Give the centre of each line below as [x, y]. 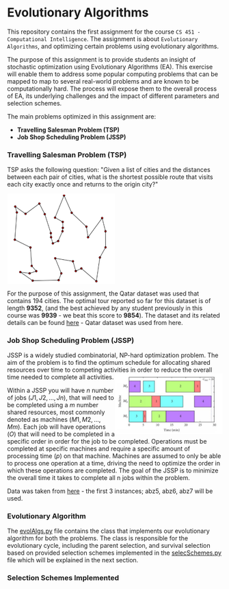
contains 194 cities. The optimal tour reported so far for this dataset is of [109, 300]
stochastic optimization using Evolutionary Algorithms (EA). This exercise [110, 67]
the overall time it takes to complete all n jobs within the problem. [98, 478]
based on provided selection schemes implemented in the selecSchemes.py [114, 553]
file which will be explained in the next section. [73, 560]
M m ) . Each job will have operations [56, 427]
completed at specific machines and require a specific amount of [99, 449]
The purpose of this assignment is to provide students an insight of [102, 59]
